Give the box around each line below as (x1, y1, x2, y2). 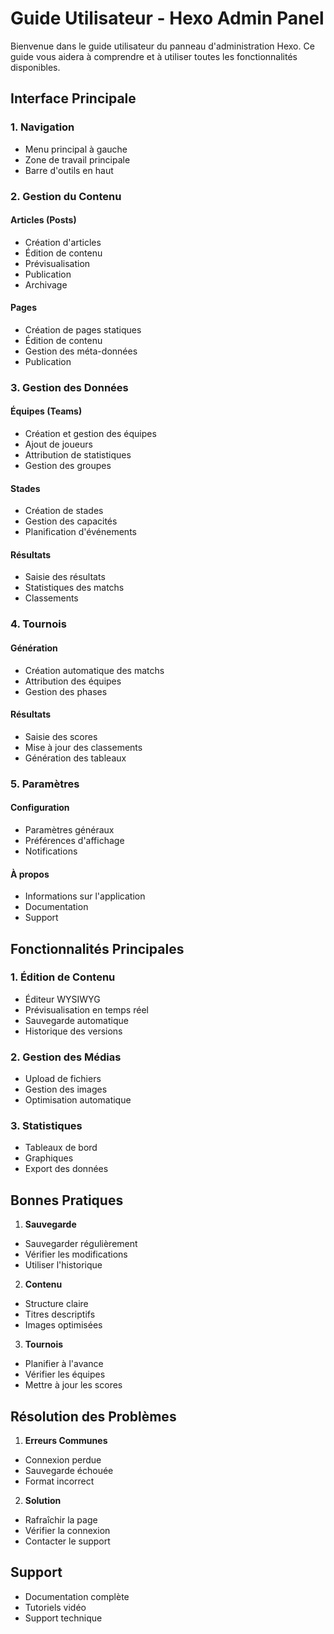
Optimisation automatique (24, 1094, 132, 1106)
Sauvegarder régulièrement (24, 1238, 138, 1250)
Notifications (24, 845, 78, 857)
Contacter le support (24, 1535, 111, 1547)
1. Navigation (10, 120, 75, 134)
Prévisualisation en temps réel (24, 1003, 149, 1016)
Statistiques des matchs (24, 582, 125, 594)
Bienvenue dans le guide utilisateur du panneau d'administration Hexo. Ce (10, 40, 315, 52)
